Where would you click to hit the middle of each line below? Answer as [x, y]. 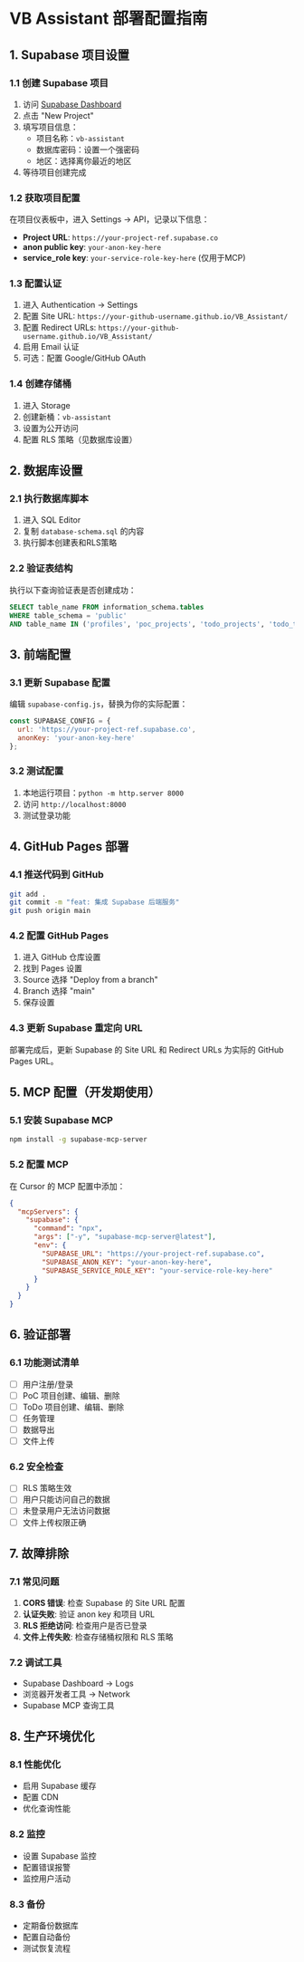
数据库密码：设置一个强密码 [88, 149]
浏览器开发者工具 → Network [76, 1694]
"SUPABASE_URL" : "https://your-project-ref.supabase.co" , [153, 1254]
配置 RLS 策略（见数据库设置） [80, 439]
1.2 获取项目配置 [45, 197]
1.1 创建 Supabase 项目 [59, 82]
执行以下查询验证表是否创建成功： [73, 590]
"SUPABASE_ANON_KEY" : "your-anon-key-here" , [127, 1262]
